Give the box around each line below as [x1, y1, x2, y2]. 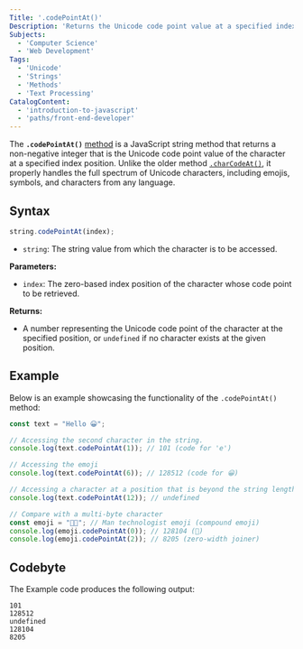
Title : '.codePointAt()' [9, 13, 103, 23]
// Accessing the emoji [9, 460, 99, 469]
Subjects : [9, 30, 47, 39]
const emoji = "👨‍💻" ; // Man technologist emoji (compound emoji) [9, 518, 260, 527]
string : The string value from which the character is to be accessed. [22, 243, 278, 254]
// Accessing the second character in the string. [9, 435, 204, 445]
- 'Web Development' [17, 47, 95, 56]
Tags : [9, 55, 30, 64]
